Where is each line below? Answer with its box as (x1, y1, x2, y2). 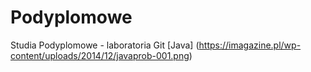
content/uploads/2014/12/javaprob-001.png (10, 49, 190, 61)
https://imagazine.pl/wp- (198, 39, 302, 51)
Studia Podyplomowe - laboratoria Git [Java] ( (10, 39, 200, 51)
